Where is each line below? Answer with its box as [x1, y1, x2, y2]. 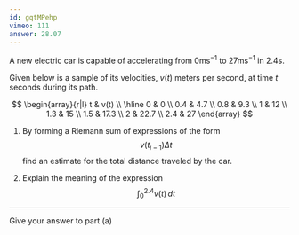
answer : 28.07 [9, 29, 62, 38]
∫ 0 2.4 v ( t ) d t [136, 186, 176, 200]
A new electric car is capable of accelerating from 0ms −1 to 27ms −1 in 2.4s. [9, 54, 285, 67]
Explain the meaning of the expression [21, 172, 163, 183]
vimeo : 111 [9, 21, 50, 30]
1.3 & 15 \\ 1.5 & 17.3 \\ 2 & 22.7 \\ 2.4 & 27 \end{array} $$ [45, 108, 254, 120]
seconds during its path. [9, 82, 99, 93]
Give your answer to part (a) [9, 215, 113, 226]
